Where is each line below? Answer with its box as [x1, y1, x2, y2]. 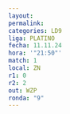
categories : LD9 [8, 26, 62, 35]
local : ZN [8, 64, 41, 72]
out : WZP [8, 86, 37, 95]
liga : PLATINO [8, 34, 56, 43]
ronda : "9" [8, 94, 45, 102]
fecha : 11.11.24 [8, 42, 62, 50]
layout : [8, 11, 34, 20]
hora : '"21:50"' [8, 49, 62, 57]
